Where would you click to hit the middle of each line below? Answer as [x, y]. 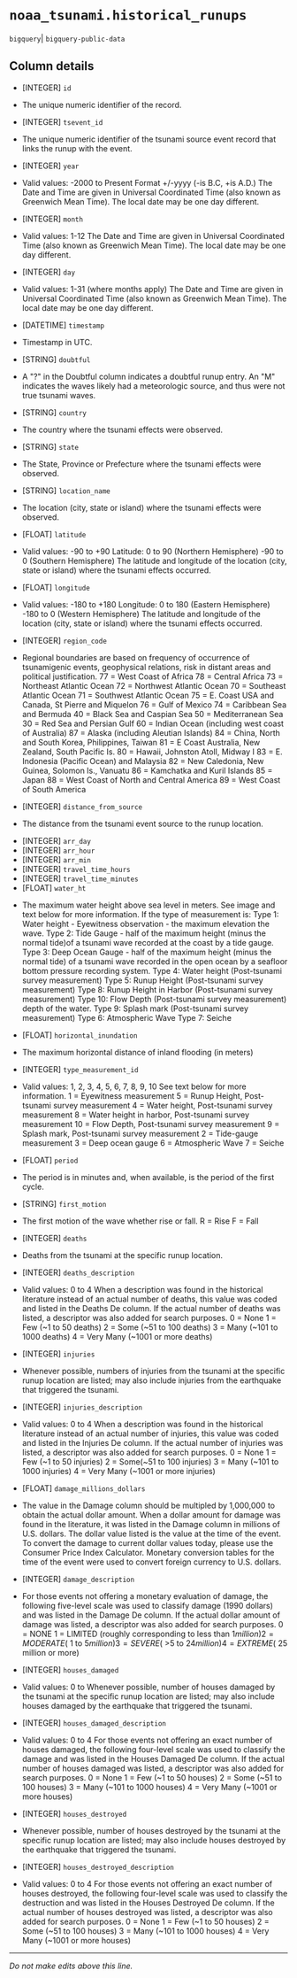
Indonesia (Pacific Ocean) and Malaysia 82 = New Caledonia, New [143, 761]
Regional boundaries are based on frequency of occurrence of [136, 657]
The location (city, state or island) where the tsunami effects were [141, 507]
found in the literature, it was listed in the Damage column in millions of [151, 1524]
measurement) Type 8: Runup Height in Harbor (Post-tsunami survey [147, 989]
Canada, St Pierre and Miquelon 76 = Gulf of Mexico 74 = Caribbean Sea [154, 704]
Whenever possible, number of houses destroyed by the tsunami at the [151, 1830]
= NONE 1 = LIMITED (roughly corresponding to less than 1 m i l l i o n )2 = [148, 1634]
